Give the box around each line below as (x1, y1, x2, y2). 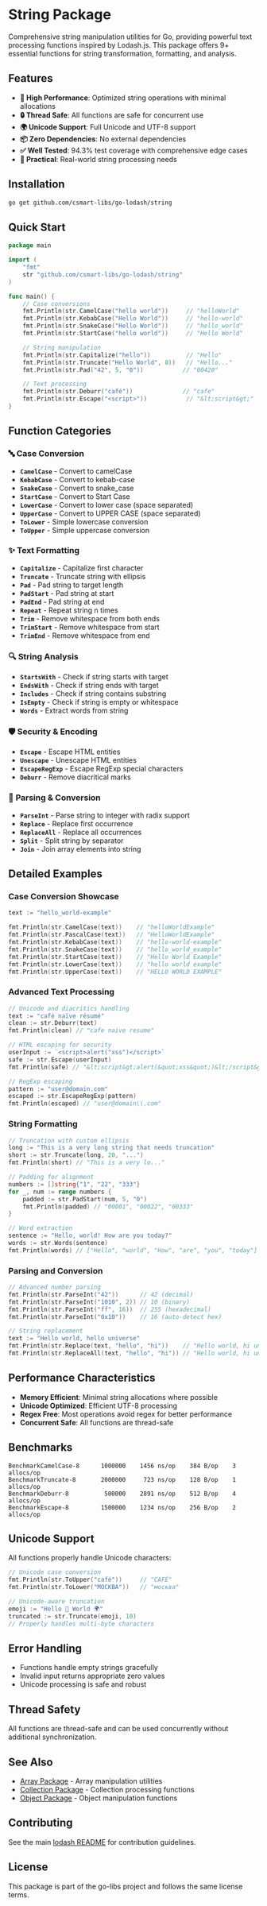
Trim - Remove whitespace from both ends (19, 613, 161, 623)
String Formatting (8, 1119, 78, 1130)
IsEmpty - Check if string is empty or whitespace (19, 698, 179, 707)
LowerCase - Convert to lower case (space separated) (19, 500, 194, 509)
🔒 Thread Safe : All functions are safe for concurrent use (19, 110, 204, 120)
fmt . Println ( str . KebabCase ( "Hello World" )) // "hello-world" (22, 315, 244, 323)
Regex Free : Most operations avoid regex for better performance (19, 1409, 233, 1419)
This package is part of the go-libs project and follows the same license (8, 1881, 243, 1891)
